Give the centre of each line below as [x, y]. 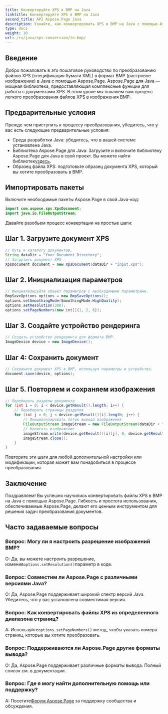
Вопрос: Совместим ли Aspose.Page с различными [71, 577]
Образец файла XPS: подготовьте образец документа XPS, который [85, 166]
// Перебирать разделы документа [40, 401]
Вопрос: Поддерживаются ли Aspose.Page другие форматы [82, 648]
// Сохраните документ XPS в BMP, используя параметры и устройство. [79, 369]
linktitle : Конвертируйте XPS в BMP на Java [52, 15]
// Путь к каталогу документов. [39, 250]
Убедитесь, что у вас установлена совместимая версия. [66, 599]
